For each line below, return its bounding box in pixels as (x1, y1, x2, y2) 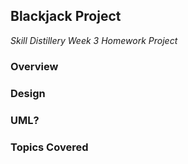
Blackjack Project (10, 8, 122, 25)
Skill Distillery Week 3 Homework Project (10, 34, 178, 46)
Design (10, 86, 46, 100)
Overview (10, 59, 59, 73)
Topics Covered (10, 140, 89, 154)
